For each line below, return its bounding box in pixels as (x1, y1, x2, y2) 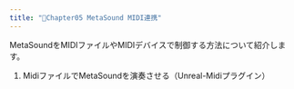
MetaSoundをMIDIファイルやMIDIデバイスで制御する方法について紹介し (9, 39, 279, 50)
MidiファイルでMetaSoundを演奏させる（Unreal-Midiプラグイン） (22, 70, 270, 81)
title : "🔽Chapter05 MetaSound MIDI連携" (9, 13, 162, 23)
